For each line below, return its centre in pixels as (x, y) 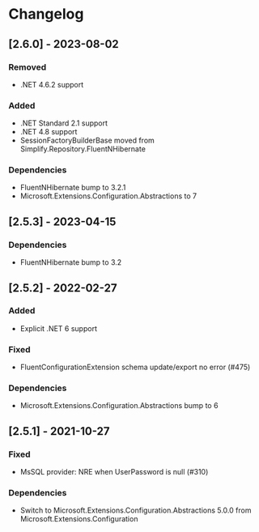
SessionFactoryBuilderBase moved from (87, 140)
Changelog (46, 14)
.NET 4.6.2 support (52, 84)
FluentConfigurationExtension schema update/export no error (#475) (135, 367)
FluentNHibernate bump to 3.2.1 (73, 188)
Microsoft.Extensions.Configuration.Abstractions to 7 (108, 196)
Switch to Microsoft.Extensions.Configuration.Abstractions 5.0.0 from (136, 510)
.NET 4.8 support (49, 132)
